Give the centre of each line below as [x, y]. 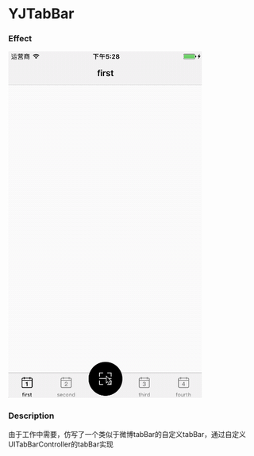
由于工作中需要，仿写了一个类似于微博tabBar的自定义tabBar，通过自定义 [127, 434]
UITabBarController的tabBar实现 [61, 444]
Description [31, 416]
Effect [20, 39]
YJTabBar [41, 14]
